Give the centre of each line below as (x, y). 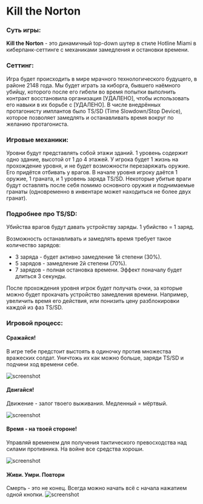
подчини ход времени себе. (42, 364)
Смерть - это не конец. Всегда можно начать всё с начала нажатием (97, 488)
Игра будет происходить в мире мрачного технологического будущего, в (102, 79)
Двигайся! (20, 390)
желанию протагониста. (38, 124)
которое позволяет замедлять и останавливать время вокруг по (90, 117)
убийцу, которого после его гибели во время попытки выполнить (91, 92)
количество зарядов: (34, 245)
